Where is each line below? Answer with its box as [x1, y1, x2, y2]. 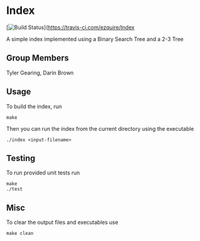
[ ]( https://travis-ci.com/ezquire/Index [6, 24, 135, 31]
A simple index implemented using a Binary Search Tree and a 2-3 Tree [6, 35, 184, 42]
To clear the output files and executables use [6, 219, 119, 226]
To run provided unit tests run [6, 169, 80, 176]
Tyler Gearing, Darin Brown [6, 69, 74, 76]
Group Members [6, 53, 69, 64]
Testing [6, 153, 36, 163]
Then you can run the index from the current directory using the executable [6, 125, 195, 132]
